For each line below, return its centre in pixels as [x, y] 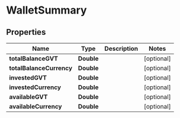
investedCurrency [35, 87]
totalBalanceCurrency [41, 68]
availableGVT [28, 97]
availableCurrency [36, 106]
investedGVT [28, 78]
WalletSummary [46, 10]
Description [121, 49]
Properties [26, 32]
